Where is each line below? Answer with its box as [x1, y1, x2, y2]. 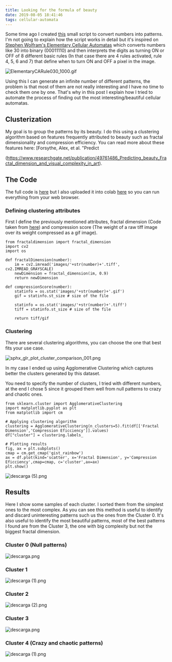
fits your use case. [5, 345, 45, 351]
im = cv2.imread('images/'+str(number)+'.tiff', [14, 262, 120, 267]
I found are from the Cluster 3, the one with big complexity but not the [5, 523, 153, 529]
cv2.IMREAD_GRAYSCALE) [5, 266, 54, 272]
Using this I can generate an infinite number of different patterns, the [5, 78, 150, 85]
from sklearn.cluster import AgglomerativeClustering [5, 401, 123, 406]
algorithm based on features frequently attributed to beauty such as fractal [5, 134, 163, 140]
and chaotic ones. [5, 391, 44, 397]
